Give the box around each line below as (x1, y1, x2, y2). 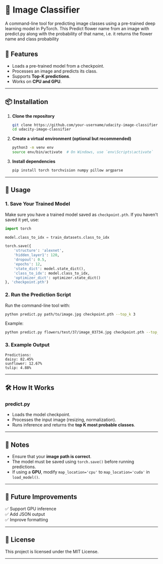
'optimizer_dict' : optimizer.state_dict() (14, 275, 101, 280)
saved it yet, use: (5, 216, 39, 223)
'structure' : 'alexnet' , (14, 248, 64, 253)
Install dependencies (12, 159, 56, 164)
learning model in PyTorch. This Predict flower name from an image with (5, 25, 149, 31)
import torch (5, 226, 32, 231)
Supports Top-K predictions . (12, 73, 70, 79)
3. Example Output (5, 341, 50, 348)
